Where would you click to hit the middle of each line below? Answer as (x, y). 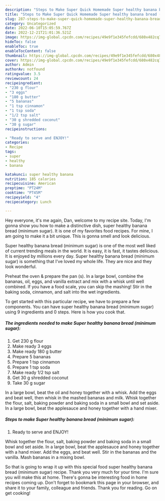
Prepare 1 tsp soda (31, 367)
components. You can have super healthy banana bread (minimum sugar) (79, 307)
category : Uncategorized (30, 23)
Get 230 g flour (27, 341)
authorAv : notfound (25, 70)
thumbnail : (16, 56)
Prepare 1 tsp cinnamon (36, 362)
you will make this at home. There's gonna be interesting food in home (76, 477)
